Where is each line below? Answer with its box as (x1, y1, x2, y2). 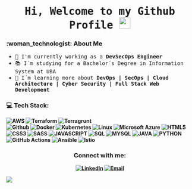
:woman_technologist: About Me (6, 39, 103, 48)
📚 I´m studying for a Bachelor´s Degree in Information (14, 60, 184, 67)
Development (14, 86, 50, 94)
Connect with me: (73, 151, 127, 159)
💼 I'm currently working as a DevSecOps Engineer (14, 53, 162, 60)
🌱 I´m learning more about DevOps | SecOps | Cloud (14, 75, 169, 82)
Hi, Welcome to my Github (24, 5, 175, 18)
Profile (69, 18, 114, 32)
